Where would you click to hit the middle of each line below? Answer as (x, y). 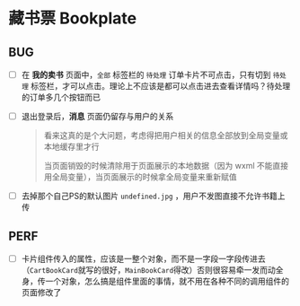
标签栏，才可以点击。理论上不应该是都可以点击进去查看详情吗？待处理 (160, 86)
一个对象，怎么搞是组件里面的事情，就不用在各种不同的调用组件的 (167, 281)
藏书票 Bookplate (72, 18)
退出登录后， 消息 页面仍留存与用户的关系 (97, 117)
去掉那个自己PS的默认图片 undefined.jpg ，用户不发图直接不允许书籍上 (153, 196)
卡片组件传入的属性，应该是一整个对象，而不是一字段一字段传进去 (143, 258)
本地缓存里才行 (71, 147)
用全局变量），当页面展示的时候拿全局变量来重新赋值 (140, 177)
